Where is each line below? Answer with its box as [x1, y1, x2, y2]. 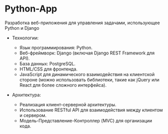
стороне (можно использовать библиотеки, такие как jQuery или [19, 77, 159, 83]
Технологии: [12, 35, 39, 41]
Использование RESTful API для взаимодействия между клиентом [19, 107, 163, 113]
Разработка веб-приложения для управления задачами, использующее [5, 20, 160, 26]
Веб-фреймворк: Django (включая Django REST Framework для [19, 50, 155, 56]
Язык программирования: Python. [19, 44, 93, 50]
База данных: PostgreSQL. [19, 60, 76, 66]
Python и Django [5, 25, 40, 31]
